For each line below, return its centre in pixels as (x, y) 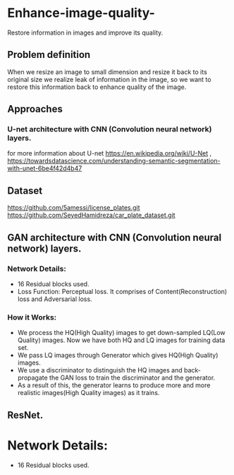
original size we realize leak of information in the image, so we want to (109, 79)
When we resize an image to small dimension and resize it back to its (107, 71)
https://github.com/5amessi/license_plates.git (74, 208)
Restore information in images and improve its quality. (85, 33)
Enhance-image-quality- (81, 13)
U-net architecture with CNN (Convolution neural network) (110, 129)
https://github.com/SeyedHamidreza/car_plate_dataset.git (91, 215)
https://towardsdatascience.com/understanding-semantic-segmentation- (114, 161)
